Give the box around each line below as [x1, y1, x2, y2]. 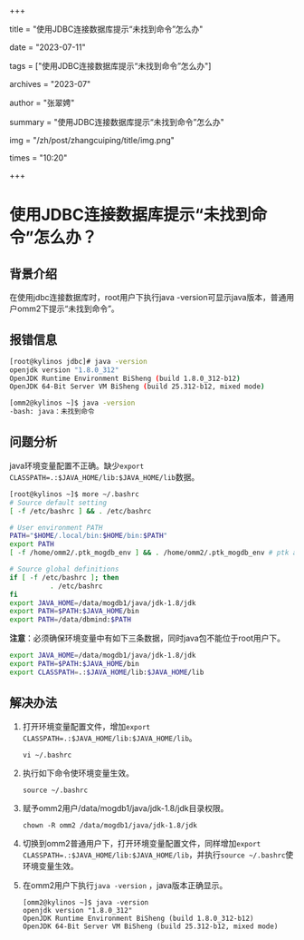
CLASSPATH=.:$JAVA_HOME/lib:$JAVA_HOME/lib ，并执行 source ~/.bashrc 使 [22, 849, 294, 860]
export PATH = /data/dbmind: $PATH [9, 615, 131, 624]
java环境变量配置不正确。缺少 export [9, 460, 145, 471]
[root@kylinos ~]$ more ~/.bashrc [9, 489, 140, 499]
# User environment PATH [9, 523, 103, 532]
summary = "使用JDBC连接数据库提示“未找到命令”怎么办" [9, 117, 224, 127]
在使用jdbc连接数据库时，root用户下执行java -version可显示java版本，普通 [9, 292, 287, 302]
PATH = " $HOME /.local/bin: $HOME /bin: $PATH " [9, 532, 168, 541]
